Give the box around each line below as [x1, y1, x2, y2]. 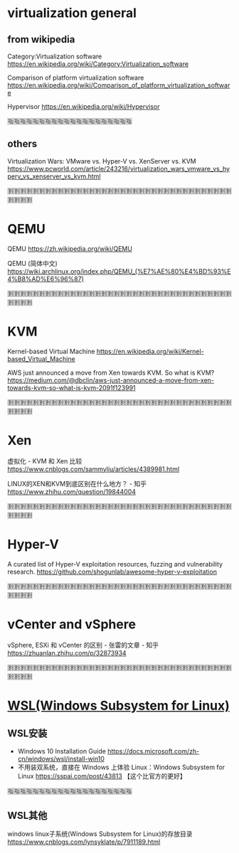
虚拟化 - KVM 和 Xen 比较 [7, 456, 83, 465]
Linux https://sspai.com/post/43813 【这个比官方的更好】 [17, 771, 186, 780]
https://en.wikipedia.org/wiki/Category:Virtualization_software [7, 60, 189, 68]
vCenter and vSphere [7, 616, 137, 632]
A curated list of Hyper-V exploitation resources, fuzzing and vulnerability [7, 559, 223, 568]
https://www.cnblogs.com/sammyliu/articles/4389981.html [7, 464, 180, 473]
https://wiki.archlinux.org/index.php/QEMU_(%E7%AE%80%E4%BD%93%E [7, 267, 231, 275]
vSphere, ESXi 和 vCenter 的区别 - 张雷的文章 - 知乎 [7, 640, 159, 649]
